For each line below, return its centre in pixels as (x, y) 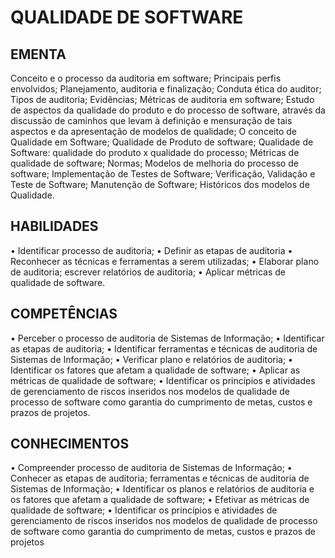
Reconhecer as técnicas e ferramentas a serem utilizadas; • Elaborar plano (165, 261)
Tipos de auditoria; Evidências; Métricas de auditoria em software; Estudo (162, 99)
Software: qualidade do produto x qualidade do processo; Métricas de (155, 152)
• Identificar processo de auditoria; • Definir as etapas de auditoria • (151, 250)
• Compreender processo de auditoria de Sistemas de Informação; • (151, 468)
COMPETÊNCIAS (64, 314)
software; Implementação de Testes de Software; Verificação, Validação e (163, 174)
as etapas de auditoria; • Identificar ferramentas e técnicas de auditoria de (164, 348)
